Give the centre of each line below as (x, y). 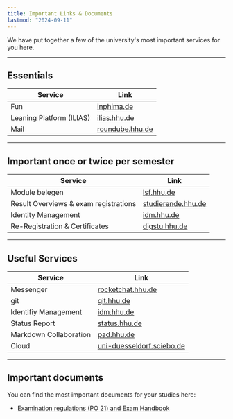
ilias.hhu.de (115, 118)
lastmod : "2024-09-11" (40, 20)
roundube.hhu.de (125, 129)
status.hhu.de (120, 323)
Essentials (30, 75)
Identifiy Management (46, 311)
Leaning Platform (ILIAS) (51, 118)
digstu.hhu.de (165, 226)
